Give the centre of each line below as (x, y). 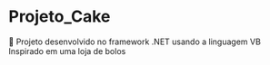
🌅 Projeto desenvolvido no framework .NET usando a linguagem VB (135, 42)
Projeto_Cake (60, 17)
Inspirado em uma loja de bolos (67, 51)
